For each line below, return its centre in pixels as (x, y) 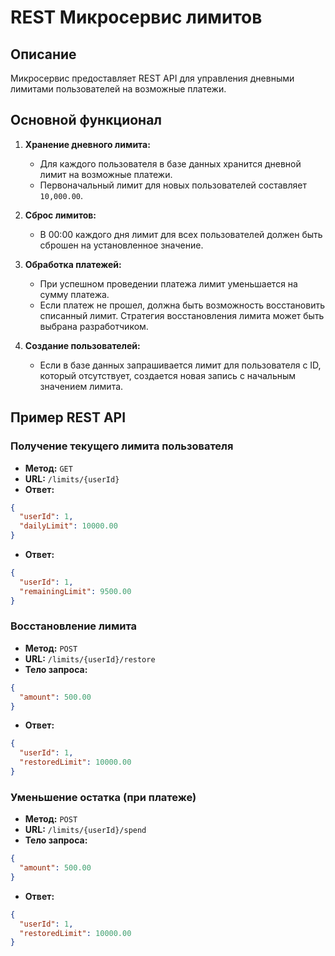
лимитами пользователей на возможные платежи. (118, 89)
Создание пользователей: (82, 345)
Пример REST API (68, 417)
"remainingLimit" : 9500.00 (75, 591)
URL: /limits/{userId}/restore (90, 658)
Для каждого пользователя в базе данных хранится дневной (170, 163)
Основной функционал (86, 120)
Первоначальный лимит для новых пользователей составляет (173, 185)
